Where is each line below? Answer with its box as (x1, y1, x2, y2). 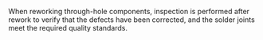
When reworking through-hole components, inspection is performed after (8, 7, 249, 16)
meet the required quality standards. (8, 24, 128, 32)
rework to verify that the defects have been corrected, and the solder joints (8, 15, 255, 24)
